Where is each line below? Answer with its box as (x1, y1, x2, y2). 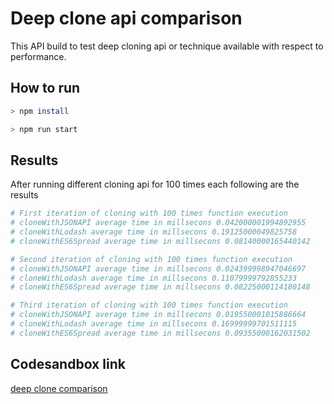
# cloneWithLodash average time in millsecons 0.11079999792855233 (10, 273, 298, 283)
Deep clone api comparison (10, 7, 243, 30)
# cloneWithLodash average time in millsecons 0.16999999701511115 (10, 319, 298, 329)
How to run (10, 80, 81, 97)
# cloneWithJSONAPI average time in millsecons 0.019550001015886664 (10, 310, 307, 320)
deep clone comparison (10, 382, 108, 394)
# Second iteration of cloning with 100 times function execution (10, 254, 293, 264)
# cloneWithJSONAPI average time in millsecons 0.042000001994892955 (10, 218, 307, 228)
